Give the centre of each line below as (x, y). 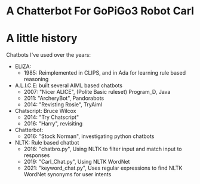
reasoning (36, 79)
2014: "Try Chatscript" (51, 117)
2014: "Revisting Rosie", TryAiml (63, 105)
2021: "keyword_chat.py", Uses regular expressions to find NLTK (103, 168)
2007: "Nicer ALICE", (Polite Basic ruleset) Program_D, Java (97, 92)
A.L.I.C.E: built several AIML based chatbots (69, 85)
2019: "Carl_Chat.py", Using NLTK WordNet (77, 162)
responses (37, 155)
